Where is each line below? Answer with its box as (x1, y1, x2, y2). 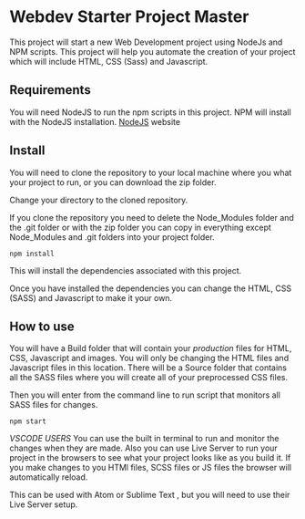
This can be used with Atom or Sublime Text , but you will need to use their (9, 490, 290, 501)
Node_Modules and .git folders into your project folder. (9, 231, 216, 243)
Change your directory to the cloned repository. (9, 194, 188, 205)
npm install (9, 249, 55, 258)
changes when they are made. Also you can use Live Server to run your (9, 442, 278, 453)
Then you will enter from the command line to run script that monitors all (9, 389, 280, 400)
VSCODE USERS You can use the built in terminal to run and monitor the (9, 433, 280, 444)
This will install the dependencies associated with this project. (9, 265, 242, 275)
